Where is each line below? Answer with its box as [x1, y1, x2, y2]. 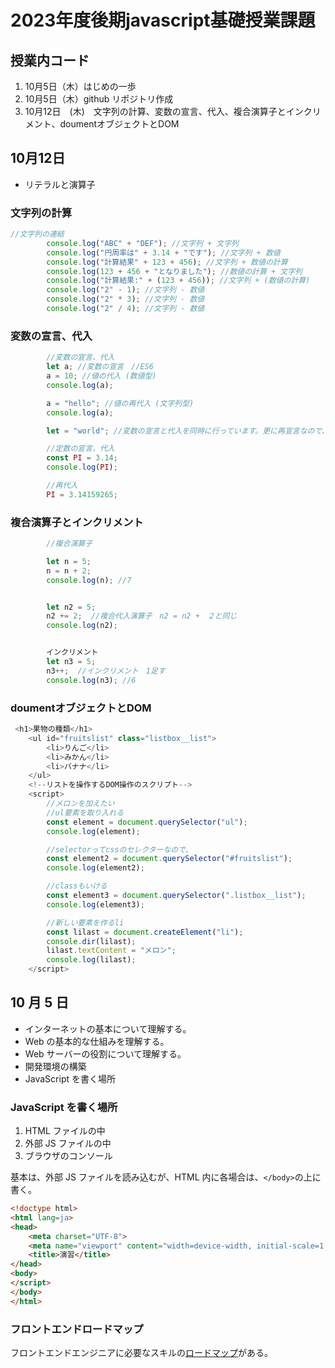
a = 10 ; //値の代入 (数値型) [46, 371, 157, 381]
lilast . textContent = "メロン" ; [46, 946, 177, 956]
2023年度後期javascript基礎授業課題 [10, 9, 316, 32]
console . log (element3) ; [46, 899, 145, 910]
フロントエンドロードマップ [10, 1322, 144, 1336]
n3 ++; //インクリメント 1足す [46, 666, 166, 676]
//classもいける [46, 881, 108, 891]
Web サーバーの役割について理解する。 [24, 1047, 187, 1060]
